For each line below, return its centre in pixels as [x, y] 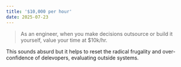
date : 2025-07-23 [27, 17]
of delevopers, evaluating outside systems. [87, 58]
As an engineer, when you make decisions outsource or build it [97, 33]
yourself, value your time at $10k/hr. [64, 40]
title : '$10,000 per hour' [39, 11]
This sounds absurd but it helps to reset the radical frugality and [84, 51]
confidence [20, 58]
